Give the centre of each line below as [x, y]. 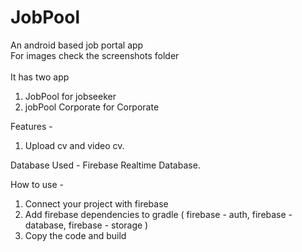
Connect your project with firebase [96, 203]
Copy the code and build [75, 235]
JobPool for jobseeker [70, 96]
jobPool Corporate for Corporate [92, 107]
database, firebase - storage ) [86, 225]
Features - [31, 126]
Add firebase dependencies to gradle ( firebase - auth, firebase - [158, 214]
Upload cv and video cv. [74, 145]
